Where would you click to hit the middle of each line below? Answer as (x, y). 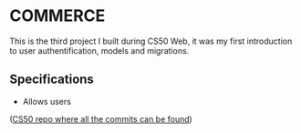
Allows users (47, 101)
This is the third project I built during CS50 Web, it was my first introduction (151, 41)
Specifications (52, 80)
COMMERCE (57, 16)
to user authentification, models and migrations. (99, 50)
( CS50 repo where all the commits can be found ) (101, 118)
